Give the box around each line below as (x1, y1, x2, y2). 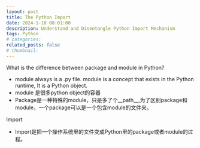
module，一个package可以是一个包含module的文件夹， (14, 104, 152, 111)
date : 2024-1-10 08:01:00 (6, 20, 71, 26)
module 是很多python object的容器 (14, 89, 101, 96)
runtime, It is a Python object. (14, 82, 88, 89)
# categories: (6, 36, 42, 42)
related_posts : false (6, 42, 60, 48)
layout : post (6, 8, 39, 15)
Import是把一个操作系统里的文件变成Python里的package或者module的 (14, 128, 189, 135)
